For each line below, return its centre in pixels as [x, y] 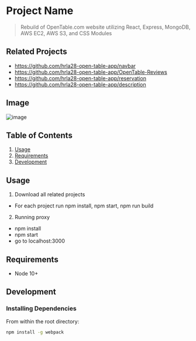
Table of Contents [39, 135]
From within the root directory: [43, 321]
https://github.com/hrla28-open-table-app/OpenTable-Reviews [91, 72]
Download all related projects [50, 195]
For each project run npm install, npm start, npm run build [84, 206]
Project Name [40, 11]
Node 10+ [26, 273]
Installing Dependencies [42, 309]
